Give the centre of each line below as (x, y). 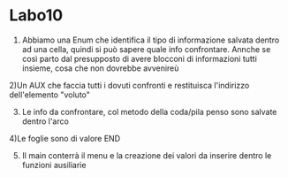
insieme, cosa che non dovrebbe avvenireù (100, 68)
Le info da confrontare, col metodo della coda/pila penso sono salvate (149, 112)
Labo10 (36, 15)
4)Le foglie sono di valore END (65, 138)
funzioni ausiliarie (54, 165)
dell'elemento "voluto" (50, 95)
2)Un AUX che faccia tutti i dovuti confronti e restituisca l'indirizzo (129, 85)
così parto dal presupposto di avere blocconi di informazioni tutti (140, 58)
